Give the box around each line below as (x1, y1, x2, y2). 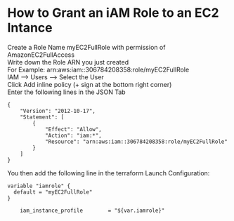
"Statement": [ (20, 114, 65, 121)
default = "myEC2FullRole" (13, 188, 93, 196)
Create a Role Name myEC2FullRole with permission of (7, 43, 166, 51)
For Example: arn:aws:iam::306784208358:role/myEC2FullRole (7, 65, 190, 74)
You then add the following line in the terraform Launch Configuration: (7, 168, 210, 177)
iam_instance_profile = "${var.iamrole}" (20, 207, 165, 214)
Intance (7, 20, 53, 36)
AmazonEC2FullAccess (7, 51, 75, 59)
